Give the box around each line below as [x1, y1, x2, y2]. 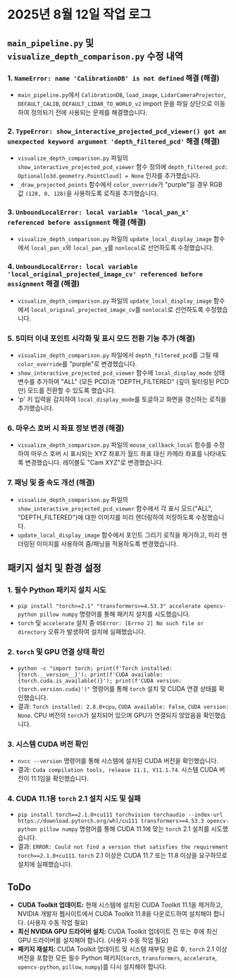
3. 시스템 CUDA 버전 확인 [7, 739, 89, 749]
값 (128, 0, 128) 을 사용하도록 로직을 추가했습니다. [17, 189, 159, 198]
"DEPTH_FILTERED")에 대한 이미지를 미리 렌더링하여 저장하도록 [17, 513, 194, 521]
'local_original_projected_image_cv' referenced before [7, 270, 203, 279]
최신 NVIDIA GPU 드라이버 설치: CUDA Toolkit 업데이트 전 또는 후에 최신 [17, 927, 218, 936]
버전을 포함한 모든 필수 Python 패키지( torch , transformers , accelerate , [17, 954, 217, 962]
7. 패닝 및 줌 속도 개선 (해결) [7, 478, 95, 488]
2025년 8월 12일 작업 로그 [7, 6, 151, 23]
